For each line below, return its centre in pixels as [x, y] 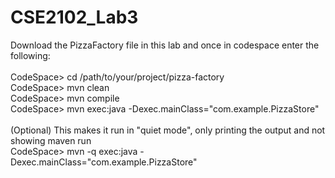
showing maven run [51, 140]
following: [30, 55]
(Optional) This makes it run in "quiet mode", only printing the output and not [168, 130]
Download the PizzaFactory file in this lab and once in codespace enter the [165, 45]
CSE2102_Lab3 [74, 17]
